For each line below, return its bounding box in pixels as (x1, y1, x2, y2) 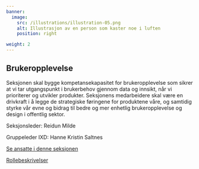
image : (11, 14, 28, 20)
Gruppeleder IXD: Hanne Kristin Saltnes (6, 133, 103, 141)
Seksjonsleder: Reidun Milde (6, 122, 76, 129)
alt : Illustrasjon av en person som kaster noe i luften (17, 25, 161, 31)
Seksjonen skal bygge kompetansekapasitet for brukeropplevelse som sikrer (6, 79, 193, 86)
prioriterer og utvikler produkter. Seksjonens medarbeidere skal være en (6, 91, 183, 98)
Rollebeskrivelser (6, 157, 49, 164)
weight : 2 (6, 42, 31, 47)
